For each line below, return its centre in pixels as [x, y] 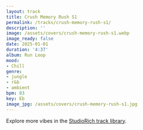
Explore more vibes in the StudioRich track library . [67, 121]
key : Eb [16, 98]
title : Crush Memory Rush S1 [42, 17]
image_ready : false [30, 39]
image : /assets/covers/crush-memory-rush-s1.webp [68, 33]
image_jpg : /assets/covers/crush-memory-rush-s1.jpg [72, 104]
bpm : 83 [16, 93]
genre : [14, 71]
